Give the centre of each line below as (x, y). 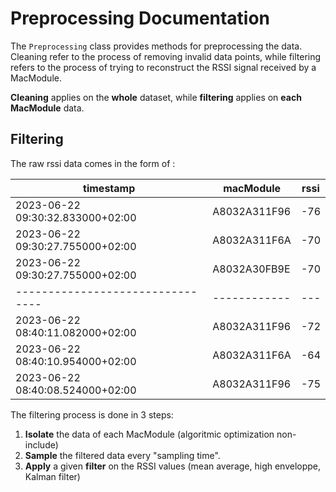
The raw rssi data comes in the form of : (93, 163)
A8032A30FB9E (251, 269)
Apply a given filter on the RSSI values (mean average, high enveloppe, (173, 466)
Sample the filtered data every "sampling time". (122, 455)
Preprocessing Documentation (140, 18)
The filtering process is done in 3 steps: (92, 414)
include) (41, 444)
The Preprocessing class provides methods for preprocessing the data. (156, 46)
